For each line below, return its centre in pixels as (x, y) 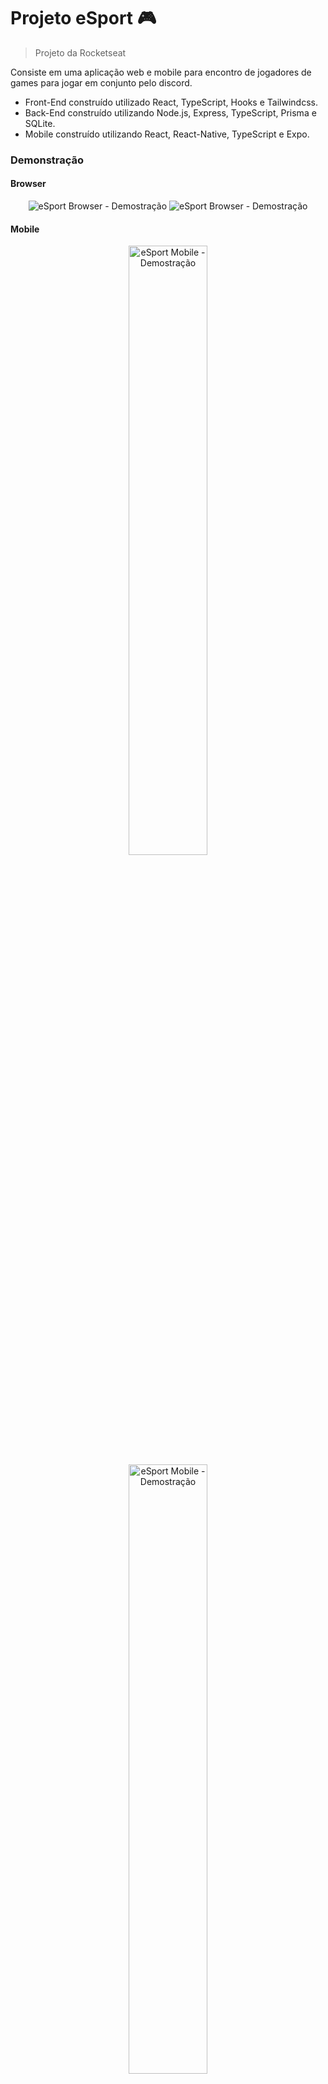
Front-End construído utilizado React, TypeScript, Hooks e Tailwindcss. (171, 102)
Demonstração (47, 160)
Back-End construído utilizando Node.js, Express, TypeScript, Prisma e (170, 112)
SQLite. (40, 123)
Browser (28, 184)
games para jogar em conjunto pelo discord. (101, 82)
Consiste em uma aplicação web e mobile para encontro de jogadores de (161, 72)
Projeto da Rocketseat (80, 52)
